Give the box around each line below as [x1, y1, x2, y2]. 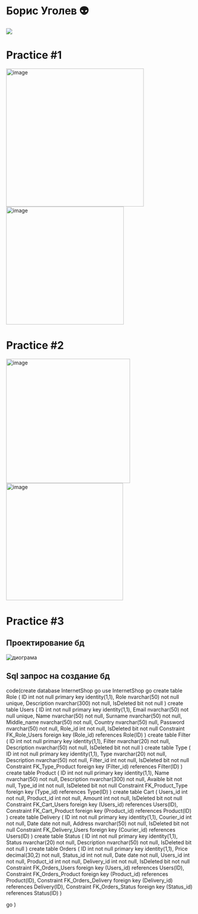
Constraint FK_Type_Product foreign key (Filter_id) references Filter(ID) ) [6, 763, 183, 770]
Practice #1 [6, 48, 62, 62]
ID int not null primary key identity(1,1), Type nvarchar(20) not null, [6, 750, 167, 757]
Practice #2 [6, 339, 64, 353]
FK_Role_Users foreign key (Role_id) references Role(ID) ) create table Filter [6, 731, 191, 738]
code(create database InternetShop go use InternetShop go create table [6, 687, 183, 694]
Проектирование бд [6, 638, 85, 648]
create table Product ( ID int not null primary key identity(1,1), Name [6, 769, 170, 776]
